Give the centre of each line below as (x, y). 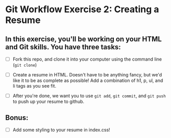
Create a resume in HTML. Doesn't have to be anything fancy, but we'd (87, 75)
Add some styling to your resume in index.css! (62, 130)
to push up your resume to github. (48, 102)
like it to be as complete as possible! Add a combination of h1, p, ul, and (88, 80)
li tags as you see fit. (34, 86)
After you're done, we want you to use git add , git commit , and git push (89, 96)
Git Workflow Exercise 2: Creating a (82, 9)
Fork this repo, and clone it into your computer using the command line (87, 59)
